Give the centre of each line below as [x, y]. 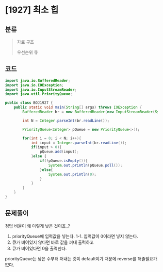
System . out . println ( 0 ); [72, 174]
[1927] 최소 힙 [32, 10]
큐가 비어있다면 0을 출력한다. [39, 248]
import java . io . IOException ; [34, 85]
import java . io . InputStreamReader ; [41, 90]
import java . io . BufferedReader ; [38, 81]
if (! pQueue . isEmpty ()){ [64, 161]
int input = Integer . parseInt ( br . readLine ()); [79, 143]
